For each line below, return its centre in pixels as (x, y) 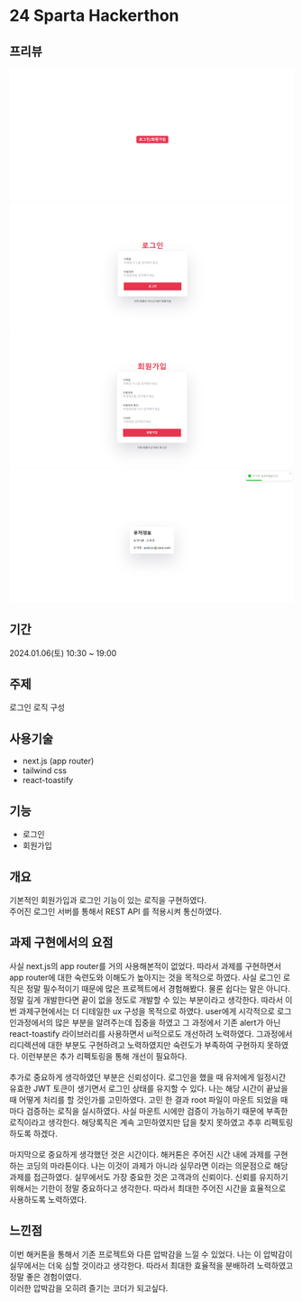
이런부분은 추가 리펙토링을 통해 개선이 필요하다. (104, 1056)
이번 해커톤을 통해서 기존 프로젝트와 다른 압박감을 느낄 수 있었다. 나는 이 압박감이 (151, 1254)
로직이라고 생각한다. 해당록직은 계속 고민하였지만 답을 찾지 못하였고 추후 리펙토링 (151, 1122)
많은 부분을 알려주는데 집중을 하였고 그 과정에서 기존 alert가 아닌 (168, 1022)
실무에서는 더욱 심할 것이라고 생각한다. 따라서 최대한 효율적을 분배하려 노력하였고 (151, 1265)
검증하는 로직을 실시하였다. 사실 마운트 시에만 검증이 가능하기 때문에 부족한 (157, 1111)
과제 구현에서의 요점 (61, 942)
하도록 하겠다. (34, 1133)
